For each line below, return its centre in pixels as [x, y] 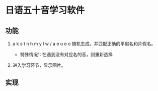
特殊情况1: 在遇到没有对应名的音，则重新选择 [66, 54]
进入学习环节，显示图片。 [39, 65]
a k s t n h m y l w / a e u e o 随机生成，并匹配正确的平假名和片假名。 [84, 44]
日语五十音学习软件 [45, 10]
